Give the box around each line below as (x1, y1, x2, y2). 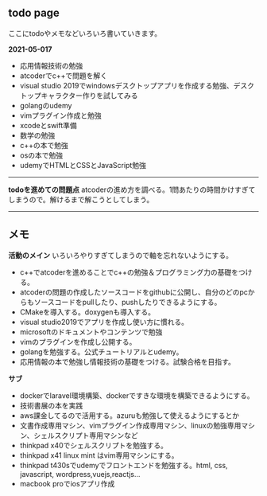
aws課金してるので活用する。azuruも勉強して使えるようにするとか (19, 410, 240, 420)
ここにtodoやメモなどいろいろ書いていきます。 (8, 28, 161, 38)
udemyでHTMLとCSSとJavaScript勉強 (19, 160, 147, 170)
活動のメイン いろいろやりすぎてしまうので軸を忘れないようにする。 (8, 250, 233, 260)
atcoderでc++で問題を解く (19, 71, 108, 80)
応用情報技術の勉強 (19, 61, 83, 70)
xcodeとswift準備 (19, 120, 77, 130)
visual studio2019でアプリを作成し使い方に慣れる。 (19, 317, 189, 326)
